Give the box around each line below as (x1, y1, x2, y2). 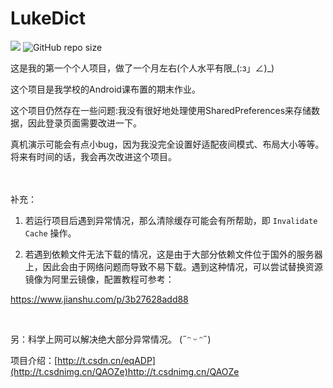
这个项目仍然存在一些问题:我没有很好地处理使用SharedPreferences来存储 (10, 104, 312, 116)
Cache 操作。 (24, 227, 77, 239)
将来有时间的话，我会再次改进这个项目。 (10, 150, 177, 162)
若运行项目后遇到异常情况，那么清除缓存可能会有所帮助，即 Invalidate (24, 214, 318, 226)
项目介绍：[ (10, 354, 58, 366)
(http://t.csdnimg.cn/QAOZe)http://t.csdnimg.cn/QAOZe (10, 365, 240, 377)
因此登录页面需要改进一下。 (27, 117, 142, 129)
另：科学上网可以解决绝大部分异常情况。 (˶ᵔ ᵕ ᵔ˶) (10, 333, 212, 345)
